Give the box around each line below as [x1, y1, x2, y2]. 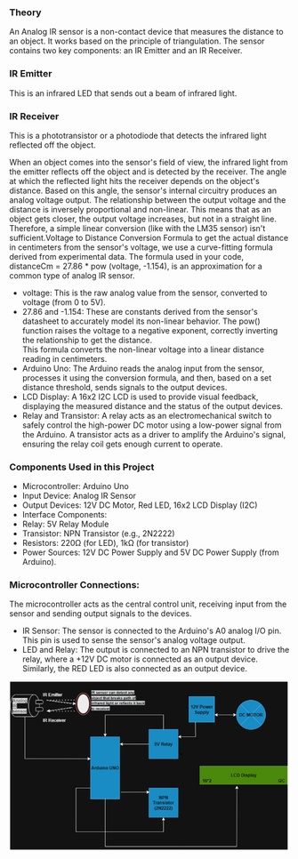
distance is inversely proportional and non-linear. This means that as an [9, 204, 271, 214]
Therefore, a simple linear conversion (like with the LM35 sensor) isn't [9, 222, 266, 233]
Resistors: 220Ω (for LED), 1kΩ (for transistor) [21, 538, 189, 549]
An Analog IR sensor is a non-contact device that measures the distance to [9, 27, 284, 37]
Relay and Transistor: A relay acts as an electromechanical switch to [21, 410, 272, 421]
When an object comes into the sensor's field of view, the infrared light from [9, 157, 288, 167]
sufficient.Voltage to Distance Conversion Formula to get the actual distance [9, 232, 289, 243]
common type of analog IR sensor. [9, 269, 135, 281]
